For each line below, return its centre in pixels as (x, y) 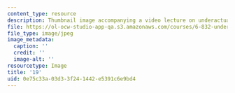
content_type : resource (42, 14)
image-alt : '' (34, 59)
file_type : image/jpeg (40, 33)
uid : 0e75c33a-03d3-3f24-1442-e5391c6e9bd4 (72, 79)
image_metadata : (31, 40)
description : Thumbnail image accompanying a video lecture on (101, 20)
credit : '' (29, 53)
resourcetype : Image (37, 66)
